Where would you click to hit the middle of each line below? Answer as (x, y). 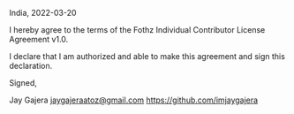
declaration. (31, 66)
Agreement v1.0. (39, 39)
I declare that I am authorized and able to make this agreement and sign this (147, 56)
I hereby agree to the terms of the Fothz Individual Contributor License (137, 30)
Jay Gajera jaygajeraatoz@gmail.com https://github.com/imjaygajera (134, 100)
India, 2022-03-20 (43, 13)
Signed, (23, 83)
